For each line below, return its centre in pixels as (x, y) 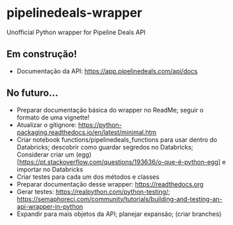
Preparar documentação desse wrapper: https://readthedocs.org (110, 184)
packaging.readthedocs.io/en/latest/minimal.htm (87, 132)
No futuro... (32, 93)
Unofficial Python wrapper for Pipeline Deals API (76, 32)
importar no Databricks (50, 169)
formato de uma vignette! (53, 117)
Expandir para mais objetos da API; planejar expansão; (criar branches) (119, 214)
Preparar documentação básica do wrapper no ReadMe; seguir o (110, 110)
